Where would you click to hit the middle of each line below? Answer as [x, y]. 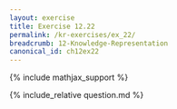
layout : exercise [42, 18]
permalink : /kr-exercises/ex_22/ [73, 35]
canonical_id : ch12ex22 [54, 52]
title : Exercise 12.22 [52, 26]
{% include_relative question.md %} [77, 95]
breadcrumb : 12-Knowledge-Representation [89, 43]
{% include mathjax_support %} [69, 77]
